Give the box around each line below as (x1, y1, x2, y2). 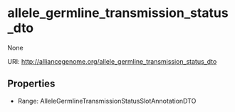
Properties (7, 78, 56, 90)
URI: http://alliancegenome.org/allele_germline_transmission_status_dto (7, 57, 217, 65)
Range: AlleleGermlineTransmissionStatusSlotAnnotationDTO (17, 96, 197, 105)
